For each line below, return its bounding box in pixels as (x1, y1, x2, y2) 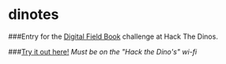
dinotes (8, 6, 59, 24)
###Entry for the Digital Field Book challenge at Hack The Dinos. (8, 32, 219, 41)
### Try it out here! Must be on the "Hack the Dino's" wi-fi (8, 47, 198, 56)
